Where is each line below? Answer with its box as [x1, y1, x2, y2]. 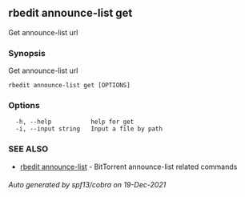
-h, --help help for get [15, 118, 135, 127]
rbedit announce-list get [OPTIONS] [8, 82, 131, 90]
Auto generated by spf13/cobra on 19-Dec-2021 [8, 180, 167, 190]
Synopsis [8, 47, 46, 58]
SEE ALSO [8, 143, 49, 155]
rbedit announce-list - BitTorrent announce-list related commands [19, 162, 238, 171]
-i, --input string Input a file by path [15, 125, 163, 133]
